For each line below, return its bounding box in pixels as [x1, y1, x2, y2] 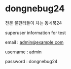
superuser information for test [5, 30, 66, 35]
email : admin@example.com [5, 39, 64, 45]
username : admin [5, 49, 42, 55]
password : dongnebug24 [5, 58, 58, 64]
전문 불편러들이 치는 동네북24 [5, 20, 62, 26]
